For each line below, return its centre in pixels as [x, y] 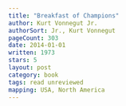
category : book [33, 75]
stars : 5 [23, 61]
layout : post [30, 68]
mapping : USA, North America [57, 90]
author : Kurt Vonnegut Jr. [53, 23]
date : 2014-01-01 [37, 45]
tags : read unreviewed [46, 82]
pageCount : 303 [33, 38]
